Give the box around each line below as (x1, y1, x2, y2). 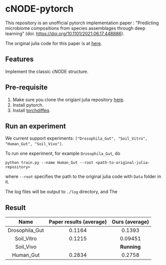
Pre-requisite (5, 83, 48, 92)
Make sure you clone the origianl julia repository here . (12, 97, 125, 103)
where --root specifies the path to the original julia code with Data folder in (5, 173, 161, 180)
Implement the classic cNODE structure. (5, 68, 88, 74)
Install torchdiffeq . (12, 107, 50, 113)
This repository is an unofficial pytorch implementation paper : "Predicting (5, 20, 159, 26)
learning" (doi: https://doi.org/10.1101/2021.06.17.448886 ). (5, 30, 125, 36)
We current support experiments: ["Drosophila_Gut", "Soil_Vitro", (5, 135, 148, 142)
